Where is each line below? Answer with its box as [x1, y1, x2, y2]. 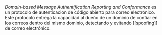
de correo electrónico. [5, 25, 51, 31]
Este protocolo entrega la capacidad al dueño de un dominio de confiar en [5, 15, 158, 20]
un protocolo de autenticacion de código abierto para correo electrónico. [5, 9, 156, 15]
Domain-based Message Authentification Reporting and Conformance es [5, 4, 157, 10]
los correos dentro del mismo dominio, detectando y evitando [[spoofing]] [5, 20, 158, 26]
